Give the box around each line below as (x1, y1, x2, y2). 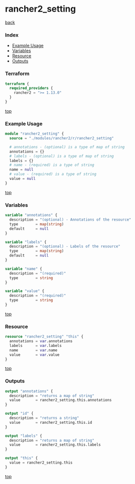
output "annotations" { (5, 389, 53, 394)
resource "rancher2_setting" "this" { (5, 334, 84, 339)
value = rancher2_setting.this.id (9, 420, 92, 425)
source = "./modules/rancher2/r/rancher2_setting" (9, 136, 114, 141)
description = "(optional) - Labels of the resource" (9, 244, 120, 249)
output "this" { (5, 456, 38, 461)
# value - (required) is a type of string (9, 172, 97, 177)
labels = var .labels (9, 343, 62, 348)
